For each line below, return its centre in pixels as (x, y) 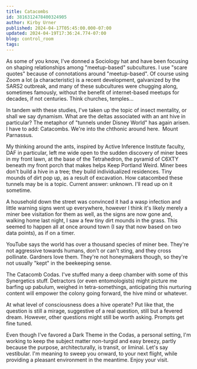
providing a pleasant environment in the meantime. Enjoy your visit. (87, 360)
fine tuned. (19, 323)
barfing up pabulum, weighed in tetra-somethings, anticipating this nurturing (99, 287)
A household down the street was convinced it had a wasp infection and (94, 201)
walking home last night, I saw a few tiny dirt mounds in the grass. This (92, 220)
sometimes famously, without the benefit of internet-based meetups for (93, 92)
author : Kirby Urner (31, 22)
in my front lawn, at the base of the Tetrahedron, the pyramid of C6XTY (92, 159)
